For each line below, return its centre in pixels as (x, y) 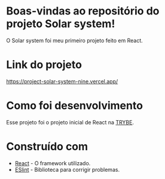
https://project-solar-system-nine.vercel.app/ (62, 81)
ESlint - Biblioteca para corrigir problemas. (67, 169)
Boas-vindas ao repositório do (83, 11)
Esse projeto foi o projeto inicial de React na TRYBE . (70, 122)
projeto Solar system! (61, 24)
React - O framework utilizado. (53, 163)
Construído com (47, 147)
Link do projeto (44, 65)
